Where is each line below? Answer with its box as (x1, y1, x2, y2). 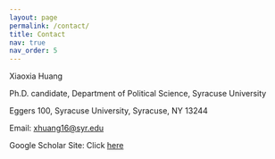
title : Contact (9, 29, 66, 38)
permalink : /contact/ (9, 21, 90, 30)
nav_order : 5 (9, 46, 58, 55)
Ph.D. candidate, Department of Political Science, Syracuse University (9, 88, 267, 99)
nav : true (9, 38, 46, 47)
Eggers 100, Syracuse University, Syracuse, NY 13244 (9, 105, 208, 116)
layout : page (9, 13, 58, 22)
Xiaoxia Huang (9, 71, 63, 81)
